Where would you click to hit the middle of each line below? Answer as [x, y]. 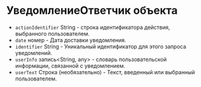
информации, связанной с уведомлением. [70, 66]
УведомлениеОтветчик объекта [92, 11]
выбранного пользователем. [52, 33]
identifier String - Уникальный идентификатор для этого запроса [101, 47]
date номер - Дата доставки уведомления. [70, 40]
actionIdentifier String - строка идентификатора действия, [93, 27]
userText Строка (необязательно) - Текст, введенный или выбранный [105, 72]
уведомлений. [34, 53]
